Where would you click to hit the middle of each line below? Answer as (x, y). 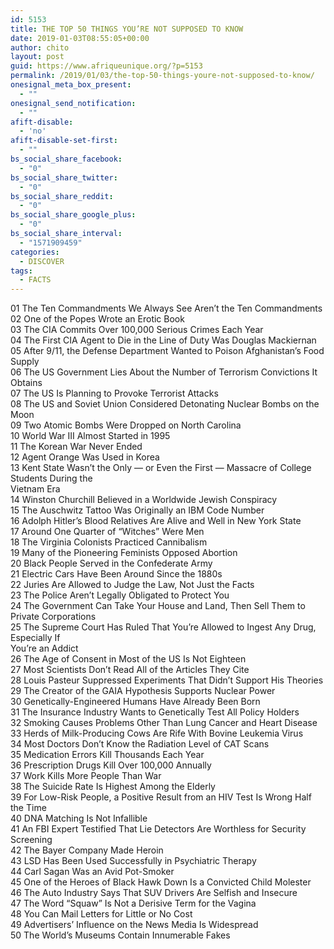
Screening (31, 840)
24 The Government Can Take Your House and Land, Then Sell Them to (158, 606)
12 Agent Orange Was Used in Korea (85, 457)
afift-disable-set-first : (64, 141)
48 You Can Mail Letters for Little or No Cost (101, 914)
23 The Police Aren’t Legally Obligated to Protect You (120, 595)
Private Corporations (53, 617)
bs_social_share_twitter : (64, 177)
